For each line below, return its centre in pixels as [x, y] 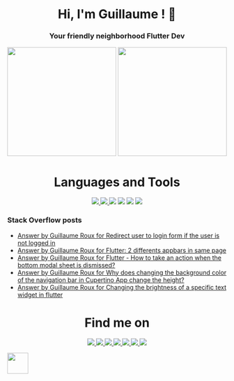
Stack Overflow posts [45, 220]
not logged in [36, 242]
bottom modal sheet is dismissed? [66, 265]
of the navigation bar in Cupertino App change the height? [101, 280]
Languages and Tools [117, 182]
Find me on [117, 322]
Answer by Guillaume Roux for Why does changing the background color [122, 272]
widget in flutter [40, 295]
